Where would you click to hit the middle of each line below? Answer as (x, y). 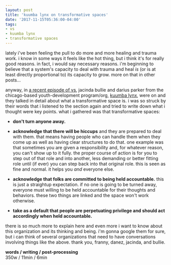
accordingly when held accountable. (52, 216)
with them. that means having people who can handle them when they (87, 137)
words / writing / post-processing (42, 252)
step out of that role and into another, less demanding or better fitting (86, 158)
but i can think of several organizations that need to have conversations (80, 236)
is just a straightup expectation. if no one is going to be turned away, (85, 184)
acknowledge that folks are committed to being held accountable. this (88, 179)
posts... (13, 80)
